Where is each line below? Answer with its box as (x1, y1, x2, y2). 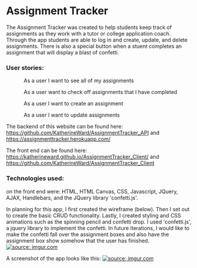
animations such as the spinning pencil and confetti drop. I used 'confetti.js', (6, 218, 192, 225)
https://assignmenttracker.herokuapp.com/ (6, 135, 111, 143)
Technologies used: (6, 175, 64, 183)
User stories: (6, 63, 44, 72)
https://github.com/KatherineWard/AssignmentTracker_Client (6, 160, 155, 167)
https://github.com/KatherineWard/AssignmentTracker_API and (6, 129, 160, 137)
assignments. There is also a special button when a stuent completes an (6, 43, 182, 50)
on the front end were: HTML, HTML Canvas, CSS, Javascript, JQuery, (6, 188, 179, 195)
